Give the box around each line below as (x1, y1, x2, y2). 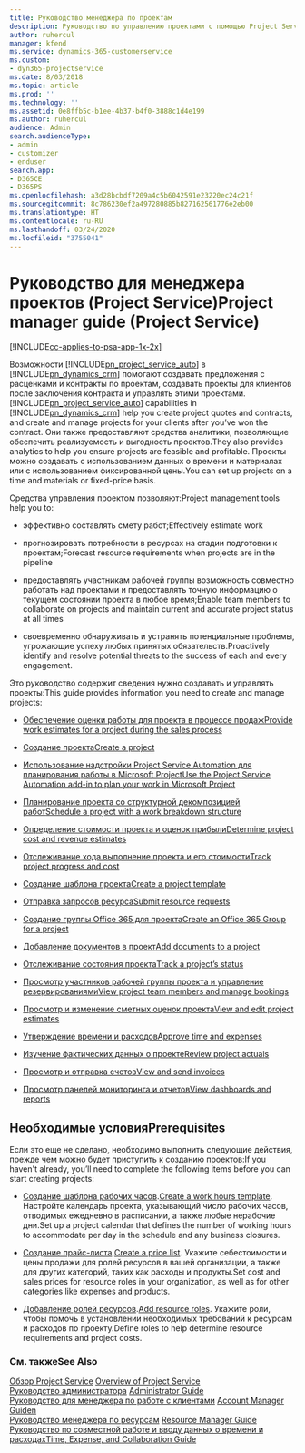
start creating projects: (9, 1174, 95, 1184)
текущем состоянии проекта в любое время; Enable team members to (22, 594, 291, 605)
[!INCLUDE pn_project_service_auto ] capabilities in (9, 398, 198, 409)
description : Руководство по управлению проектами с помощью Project (9, 22, 279, 31)
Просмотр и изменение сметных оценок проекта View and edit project (22, 1003, 294, 1015)
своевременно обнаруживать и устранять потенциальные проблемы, (22, 631, 295, 642)
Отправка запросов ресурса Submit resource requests (22, 896, 231, 907)
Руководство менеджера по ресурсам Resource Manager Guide (9, 1415, 257, 1426)
